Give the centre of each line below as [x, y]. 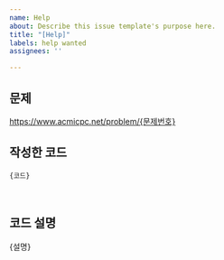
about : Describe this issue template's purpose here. [113, 26]
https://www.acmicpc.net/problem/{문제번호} [93, 121]
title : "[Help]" [40, 34]
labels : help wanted [48, 43]
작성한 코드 [38, 153]
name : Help [30, 18]
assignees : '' [36, 51]
